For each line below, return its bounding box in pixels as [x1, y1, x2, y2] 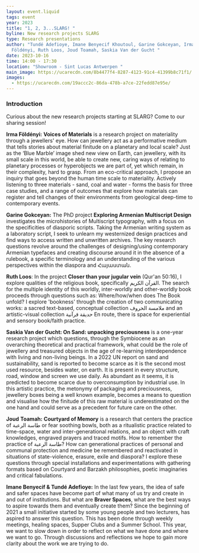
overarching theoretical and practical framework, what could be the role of [6, 341, 188, 348]
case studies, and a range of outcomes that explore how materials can [6, 187, 178, 195]
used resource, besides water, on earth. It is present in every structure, [6, 366, 179, 373]
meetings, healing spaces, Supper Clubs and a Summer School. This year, [6, 521, 187, 528]
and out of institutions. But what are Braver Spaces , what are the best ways [6, 496, 191, 503]
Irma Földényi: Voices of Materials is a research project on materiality [6, 131, 178, 138]
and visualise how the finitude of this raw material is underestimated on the [6, 397, 190, 405]
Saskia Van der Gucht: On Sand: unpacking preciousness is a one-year [6, 329, 184, 336]
